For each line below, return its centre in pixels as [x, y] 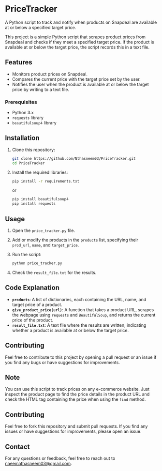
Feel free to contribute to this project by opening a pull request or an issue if [81, 357]
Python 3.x [23, 113]
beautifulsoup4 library [34, 123]
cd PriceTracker [28, 163]
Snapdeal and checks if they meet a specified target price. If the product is [80, 42]
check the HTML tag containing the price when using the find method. [75, 399]
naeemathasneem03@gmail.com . [38, 463]
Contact [17, 447]
